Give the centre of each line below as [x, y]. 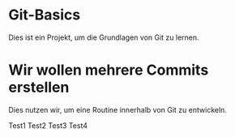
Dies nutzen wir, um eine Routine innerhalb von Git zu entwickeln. [117, 109]
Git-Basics [45, 15]
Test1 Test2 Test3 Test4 [48, 125]
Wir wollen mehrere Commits [109, 70]
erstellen [39, 88]
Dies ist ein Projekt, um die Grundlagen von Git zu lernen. [104, 37]
